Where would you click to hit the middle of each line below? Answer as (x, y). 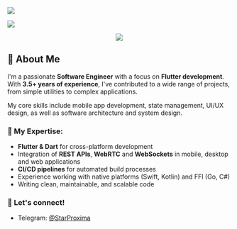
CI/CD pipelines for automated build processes (87, 169)
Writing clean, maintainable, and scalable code (86, 184)
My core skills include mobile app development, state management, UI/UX (116, 105)
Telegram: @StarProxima (54, 218)
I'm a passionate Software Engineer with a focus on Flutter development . (116, 76)
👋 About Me (34, 59)
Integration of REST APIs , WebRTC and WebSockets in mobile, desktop (123, 154)
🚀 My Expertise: (35, 131)
